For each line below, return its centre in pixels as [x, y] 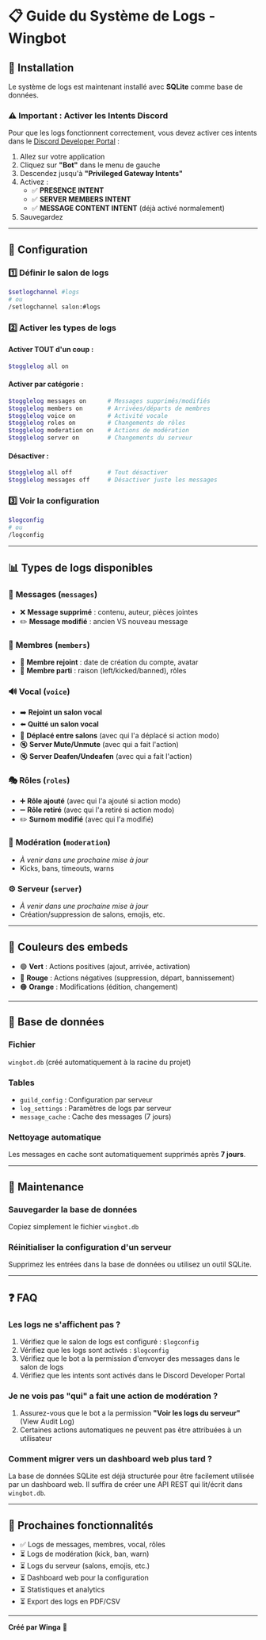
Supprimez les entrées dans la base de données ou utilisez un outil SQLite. [130, 1264]
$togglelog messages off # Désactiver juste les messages [113, 480]
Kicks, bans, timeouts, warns [67, 868]
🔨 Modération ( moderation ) [59, 842]
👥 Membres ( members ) [49, 645]
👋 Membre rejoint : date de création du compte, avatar [109, 662]
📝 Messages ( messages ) [53, 595]
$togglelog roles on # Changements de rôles [97, 423]
